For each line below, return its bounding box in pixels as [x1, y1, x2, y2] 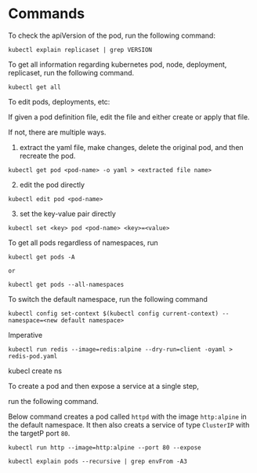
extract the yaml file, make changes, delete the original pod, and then [19, 142, 244, 152]
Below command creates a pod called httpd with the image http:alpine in [8, 412, 247, 421]
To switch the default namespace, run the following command [8, 294, 208, 303]
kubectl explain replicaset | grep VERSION [8, 46, 153, 53]
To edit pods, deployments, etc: [8, 97, 110, 106]
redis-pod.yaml [8, 352, 58, 360]
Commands [8, 5, 85, 23]
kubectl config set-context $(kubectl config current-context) [8, 310, 219, 317]
